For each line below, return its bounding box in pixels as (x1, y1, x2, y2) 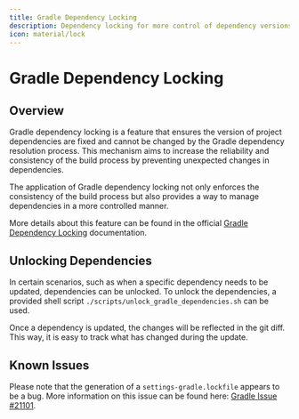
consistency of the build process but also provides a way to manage (9, 191, 260, 202)
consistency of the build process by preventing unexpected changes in (9, 155, 270, 165)
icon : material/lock (9, 29, 86, 38)
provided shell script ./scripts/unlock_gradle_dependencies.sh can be (9, 295, 270, 307)
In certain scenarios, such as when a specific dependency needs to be (9, 277, 269, 287)
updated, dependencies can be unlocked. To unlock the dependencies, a (9, 286, 278, 297)
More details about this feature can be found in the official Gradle (9, 218, 249, 229)
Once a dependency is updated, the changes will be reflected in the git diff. (9, 322, 286, 334)
